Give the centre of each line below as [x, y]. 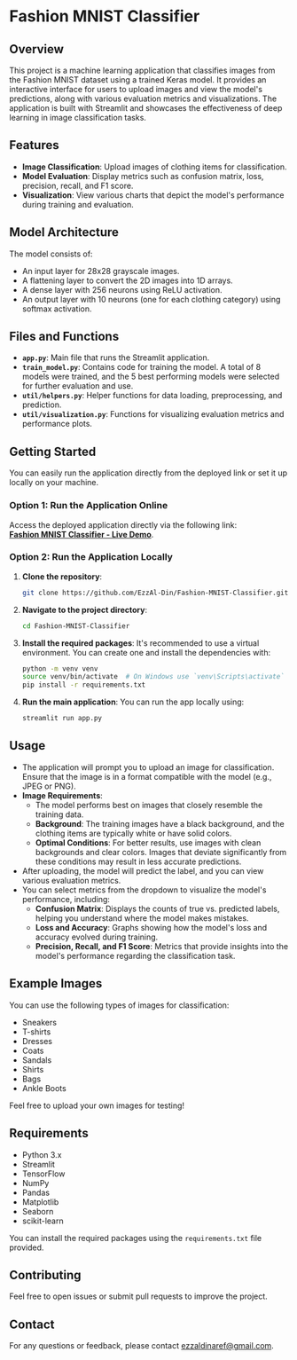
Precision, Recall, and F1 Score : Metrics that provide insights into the [162, 946]
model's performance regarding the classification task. [135, 955]
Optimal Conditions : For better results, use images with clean [148, 842]
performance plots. [57, 424]
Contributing [45, 1275]
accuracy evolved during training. [97, 937]
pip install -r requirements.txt [84, 685]
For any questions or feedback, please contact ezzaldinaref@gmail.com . [142, 1346]
